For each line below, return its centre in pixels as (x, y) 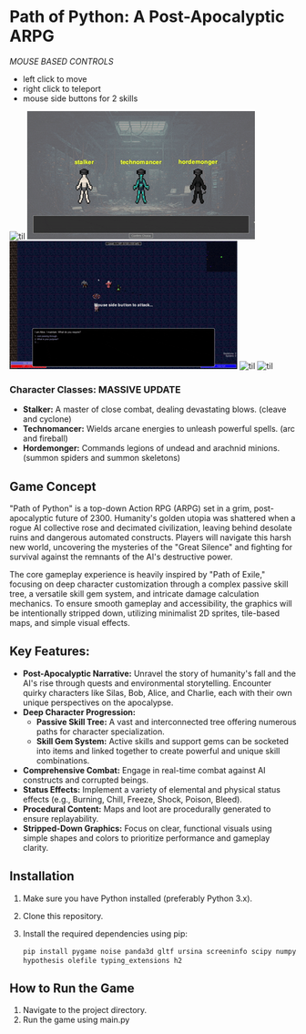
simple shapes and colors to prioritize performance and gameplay (146, 838)
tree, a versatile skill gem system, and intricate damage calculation (134, 594)
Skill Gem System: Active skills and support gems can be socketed (163, 741)
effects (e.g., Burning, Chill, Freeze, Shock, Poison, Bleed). (133, 799)
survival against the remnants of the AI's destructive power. (121, 557)
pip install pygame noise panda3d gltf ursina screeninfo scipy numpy (159, 951)
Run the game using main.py (76, 1020)
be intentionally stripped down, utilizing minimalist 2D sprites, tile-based (145, 613)
